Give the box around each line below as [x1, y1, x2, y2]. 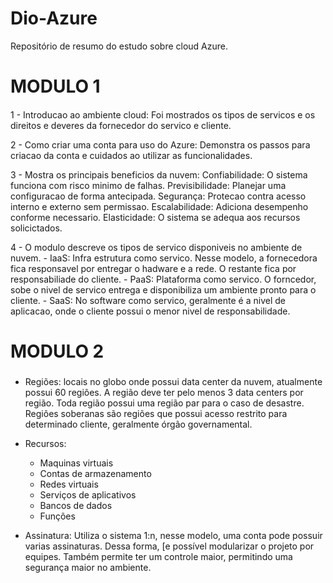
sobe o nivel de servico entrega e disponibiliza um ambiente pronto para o [10, 283, 317, 296]
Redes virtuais [39, 478, 99, 491]
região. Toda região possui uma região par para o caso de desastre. [24, 397, 305, 409]
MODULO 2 [10, 340, 105, 362]
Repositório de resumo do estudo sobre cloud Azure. [10, 40, 229, 52]
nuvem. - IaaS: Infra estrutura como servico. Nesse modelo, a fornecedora [10, 252, 318, 264]
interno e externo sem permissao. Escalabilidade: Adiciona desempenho [10, 200, 309, 212]
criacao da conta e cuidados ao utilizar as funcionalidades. [10, 149, 253, 161]
